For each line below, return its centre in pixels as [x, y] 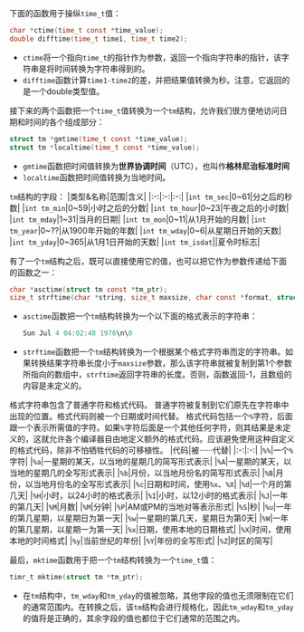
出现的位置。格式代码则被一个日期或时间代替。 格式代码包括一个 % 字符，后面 [152, 417]
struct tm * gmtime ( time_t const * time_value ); [99, 139]
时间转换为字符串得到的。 [102, 68]
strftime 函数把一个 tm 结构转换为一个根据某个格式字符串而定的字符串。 [154, 352]
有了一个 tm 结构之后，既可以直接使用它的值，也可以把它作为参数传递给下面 [148, 261]
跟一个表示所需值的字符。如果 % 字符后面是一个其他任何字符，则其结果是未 [146, 427]
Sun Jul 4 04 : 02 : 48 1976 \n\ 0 [77, 333]
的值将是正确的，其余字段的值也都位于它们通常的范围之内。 [133, 618]
